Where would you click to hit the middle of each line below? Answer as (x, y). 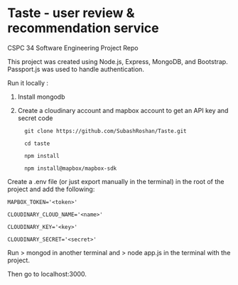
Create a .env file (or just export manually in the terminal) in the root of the (116, 181)
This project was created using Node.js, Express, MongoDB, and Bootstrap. (118, 61)
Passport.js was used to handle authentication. (76, 69)
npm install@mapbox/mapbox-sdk (71, 168)
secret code (35, 118)
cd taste (37, 144)
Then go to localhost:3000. (47, 274)
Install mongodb (41, 97)
